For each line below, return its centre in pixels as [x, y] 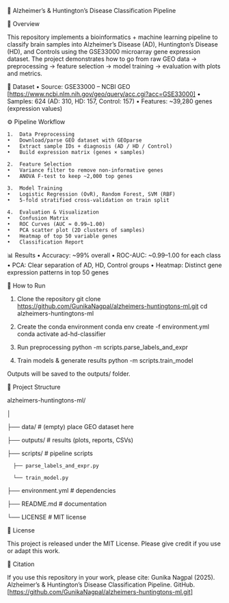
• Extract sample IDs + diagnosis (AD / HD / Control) [90, 146]
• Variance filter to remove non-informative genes [85, 170]
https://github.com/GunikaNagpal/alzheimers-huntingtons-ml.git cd [112, 306]
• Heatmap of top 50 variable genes [62, 236]
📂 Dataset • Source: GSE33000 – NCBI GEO [69, 87]
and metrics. [25, 73]
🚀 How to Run [26, 285]
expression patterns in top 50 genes [58, 272]
